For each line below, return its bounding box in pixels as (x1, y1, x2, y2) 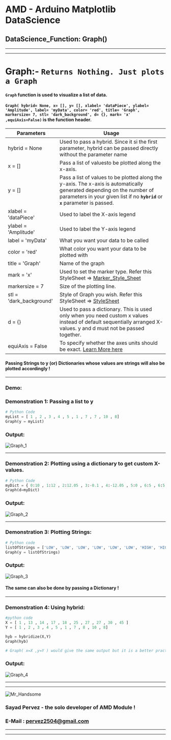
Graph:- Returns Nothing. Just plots (5, 66, 164, 77)
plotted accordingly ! (5, 365, 50, 371)
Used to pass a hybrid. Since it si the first (59, 138, 158, 145)
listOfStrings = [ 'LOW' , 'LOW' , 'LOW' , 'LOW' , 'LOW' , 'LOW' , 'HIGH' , (5, 545, 156, 550)
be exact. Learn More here (59, 345, 123, 352)
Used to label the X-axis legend (59, 210, 136, 217)
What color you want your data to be (59, 245, 147, 252)
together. (59, 331, 81, 338)
